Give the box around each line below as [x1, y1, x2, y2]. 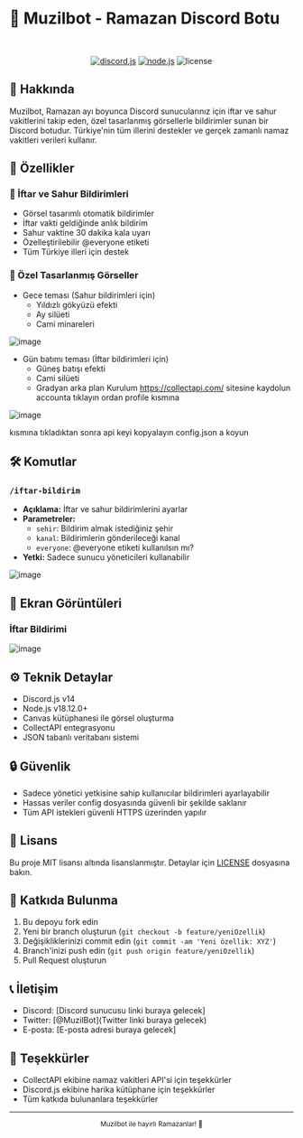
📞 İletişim [9, 981, 59, 996]
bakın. [9, 866, 32, 877]
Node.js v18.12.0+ [22, 703, 88, 714]
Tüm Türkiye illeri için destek [22, 247, 129, 257]
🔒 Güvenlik [9, 759, 71, 775]
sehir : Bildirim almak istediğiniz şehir [35, 523, 174, 534]
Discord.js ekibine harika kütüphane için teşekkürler [22, 1084, 216, 1095]
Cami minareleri [35, 318, 95, 329]
